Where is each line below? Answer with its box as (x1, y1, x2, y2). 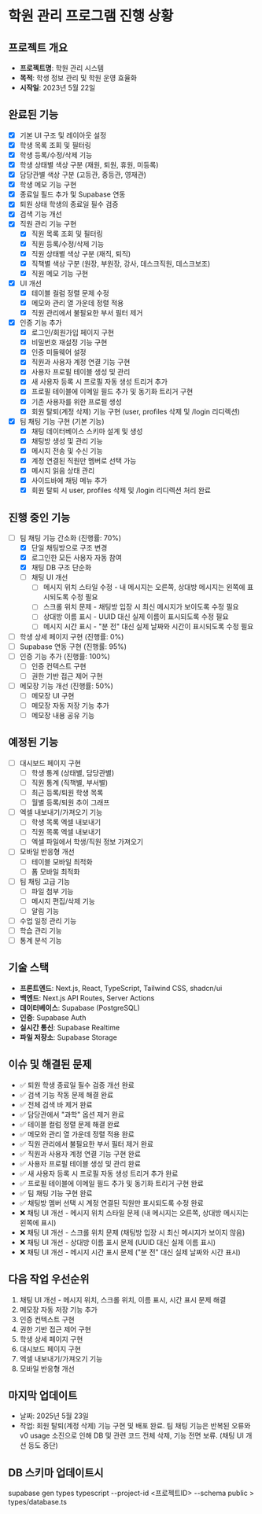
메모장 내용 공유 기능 (31, 711, 95, 720)
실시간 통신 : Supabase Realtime (19, 1022, 120, 1032)
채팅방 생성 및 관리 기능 (31, 436, 104, 445)
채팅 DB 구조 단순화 (31, 563, 92, 573)
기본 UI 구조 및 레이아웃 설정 (19, 131, 107, 140)
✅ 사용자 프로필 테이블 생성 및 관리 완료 (19, 1159, 142, 1168)
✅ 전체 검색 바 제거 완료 (19, 1100, 93, 1109)
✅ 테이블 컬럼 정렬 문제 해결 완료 (19, 1119, 120, 1129)
